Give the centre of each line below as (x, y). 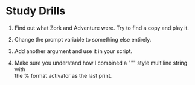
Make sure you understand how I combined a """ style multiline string (101, 63)
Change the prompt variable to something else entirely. (83, 39)
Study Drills (36, 11)
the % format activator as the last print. (63, 75)
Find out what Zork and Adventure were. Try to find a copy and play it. (102, 28)
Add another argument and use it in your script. (73, 51)
